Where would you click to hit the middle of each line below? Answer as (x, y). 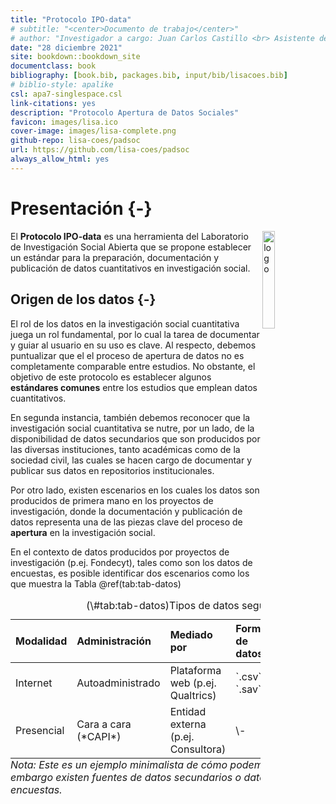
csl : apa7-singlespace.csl (66, 94)
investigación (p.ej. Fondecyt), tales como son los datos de (131, 562)
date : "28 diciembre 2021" (66, 47)
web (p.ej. (193, 683)
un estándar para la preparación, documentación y (115, 257)
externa (188, 724)
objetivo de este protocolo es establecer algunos (111, 377)
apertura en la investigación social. (83, 532)
